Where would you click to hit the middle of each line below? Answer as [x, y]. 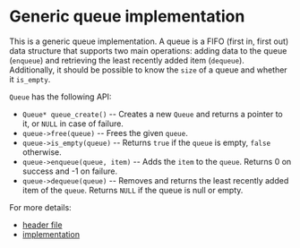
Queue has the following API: [60, 97]
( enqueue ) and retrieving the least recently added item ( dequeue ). [127, 60]
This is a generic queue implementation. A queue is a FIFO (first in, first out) [149, 41]
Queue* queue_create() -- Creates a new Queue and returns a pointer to [153, 114]
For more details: [40, 207]
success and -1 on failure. [70, 171]
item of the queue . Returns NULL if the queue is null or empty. [133, 190]
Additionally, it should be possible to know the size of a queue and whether [149, 70]
